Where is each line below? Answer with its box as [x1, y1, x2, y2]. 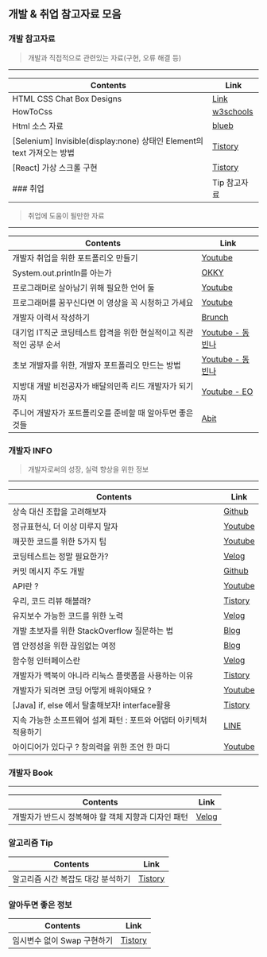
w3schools [211, 106, 253, 117]
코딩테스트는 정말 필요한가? [12, 550, 109, 561]
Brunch [201, 311, 229, 322]
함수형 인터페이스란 [12, 654, 81, 666]
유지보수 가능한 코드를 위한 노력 [12, 610, 124, 621]
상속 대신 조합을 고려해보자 [12, 506, 107, 517]
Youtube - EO [201, 386, 253, 397]
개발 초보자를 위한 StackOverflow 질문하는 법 [12, 625, 174, 636]
